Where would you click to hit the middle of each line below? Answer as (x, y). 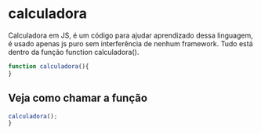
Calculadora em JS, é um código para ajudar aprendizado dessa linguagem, (130, 35)
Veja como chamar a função (78, 98)
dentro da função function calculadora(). (74, 52)
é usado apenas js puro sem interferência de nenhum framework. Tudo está (130, 43)
